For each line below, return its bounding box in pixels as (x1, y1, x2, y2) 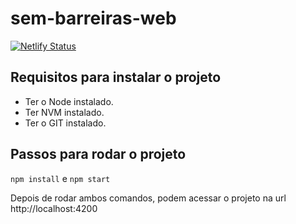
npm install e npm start (10, 172, 111, 184)
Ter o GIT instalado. (24, 117, 107, 129)
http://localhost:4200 (10, 202, 98, 214)
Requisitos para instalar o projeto (10, 69, 222, 86)
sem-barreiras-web (10, 7, 177, 30)
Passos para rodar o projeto (10, 146, 187, 163)
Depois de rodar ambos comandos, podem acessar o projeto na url (10, 192, 287, 204)
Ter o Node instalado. (24, 95, 114, 107)
